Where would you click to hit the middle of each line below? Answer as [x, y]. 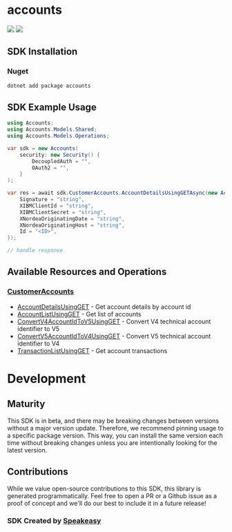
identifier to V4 [38, 343]
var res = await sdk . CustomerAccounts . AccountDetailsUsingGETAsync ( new [112, 193]
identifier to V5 [38, 329]
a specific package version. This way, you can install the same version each [115, 435]
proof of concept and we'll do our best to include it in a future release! [107, 503]
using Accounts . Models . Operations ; [58, 136]
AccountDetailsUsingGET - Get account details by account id [104, 307]
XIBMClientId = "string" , [57, 206]
